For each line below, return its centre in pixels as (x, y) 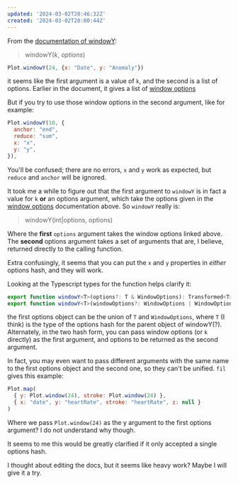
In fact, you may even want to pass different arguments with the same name (118, 361)
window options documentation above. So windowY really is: (94, 206)
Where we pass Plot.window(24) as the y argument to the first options (109, 422)
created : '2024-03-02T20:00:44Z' (57, 21)
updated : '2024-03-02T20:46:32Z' (57, 14)
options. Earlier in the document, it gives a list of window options (102, 89)
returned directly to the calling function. (65, 249)
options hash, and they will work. (56, 270)
